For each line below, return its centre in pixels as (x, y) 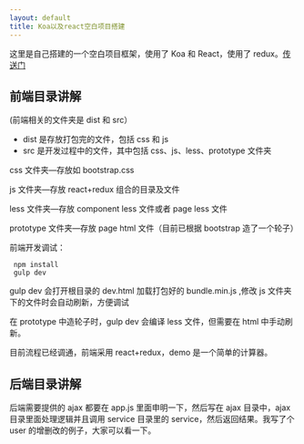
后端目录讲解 (46, 384)
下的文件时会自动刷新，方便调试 (69, 303)
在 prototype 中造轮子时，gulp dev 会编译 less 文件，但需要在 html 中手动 (147, 322)
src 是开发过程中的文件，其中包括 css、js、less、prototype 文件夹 (147, 150)
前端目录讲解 (46, 96)
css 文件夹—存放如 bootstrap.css (72, 170)
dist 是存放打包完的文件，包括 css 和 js (96, 139)
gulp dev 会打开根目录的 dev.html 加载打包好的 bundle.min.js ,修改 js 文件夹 (151, 291)
